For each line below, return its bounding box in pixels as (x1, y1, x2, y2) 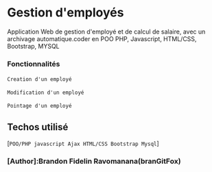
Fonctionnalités (7, 59, 60, 69)
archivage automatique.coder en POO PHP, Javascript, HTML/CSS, (7, 34, 197, 42)
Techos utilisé (7, 121, 69, 133)
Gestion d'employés (7, 5, 124, 21)
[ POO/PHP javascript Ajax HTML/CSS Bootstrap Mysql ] (7, 139, 159, 148)
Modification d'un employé (7, 89, 84, 97)
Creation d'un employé (7, 76, 72, 83)
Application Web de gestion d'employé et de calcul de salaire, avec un (7, 27, 206, 36)
